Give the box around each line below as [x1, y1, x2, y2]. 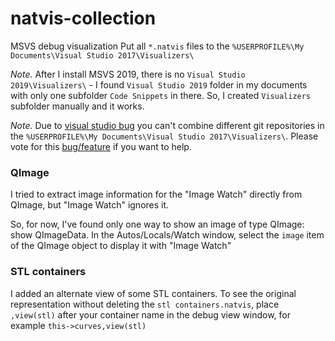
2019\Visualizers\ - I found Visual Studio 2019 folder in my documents [10, 78, 308, 91]
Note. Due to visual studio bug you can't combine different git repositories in [10, 119, 325, 131]
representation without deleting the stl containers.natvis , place [10, 298, 280, 310]
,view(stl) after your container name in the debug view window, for [10, 308, 291, 321]
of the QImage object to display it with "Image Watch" [10, 240, 232, 252]
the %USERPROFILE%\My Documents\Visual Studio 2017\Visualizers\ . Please [10, 130, 319, 142]
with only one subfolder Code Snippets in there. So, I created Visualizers [10, 89, 312, 101]
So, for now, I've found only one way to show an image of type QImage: [10, 218, 305, 231]
